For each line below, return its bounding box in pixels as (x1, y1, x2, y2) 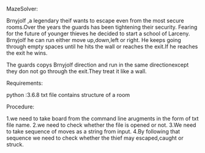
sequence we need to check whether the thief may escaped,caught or (6, 134, 184, 141)
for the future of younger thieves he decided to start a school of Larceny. (6, 30, 190, 37)
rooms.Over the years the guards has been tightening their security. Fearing (6, 24, 198, 30)
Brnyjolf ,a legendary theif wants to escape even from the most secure (6, 17, 185, 24)
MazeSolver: (6, 5, 39, 12)
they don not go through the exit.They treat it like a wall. (6, 68, 147, 75)
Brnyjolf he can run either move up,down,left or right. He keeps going (6, 37, 182, 43)
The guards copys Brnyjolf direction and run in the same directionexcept (6, 61, 189, 68)
